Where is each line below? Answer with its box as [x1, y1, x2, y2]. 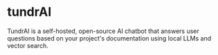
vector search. [7, 41, 48, 49]
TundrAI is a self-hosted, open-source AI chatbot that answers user [7, 27, 199, 35]
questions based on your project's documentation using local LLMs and [7, 34, 212, 42]
